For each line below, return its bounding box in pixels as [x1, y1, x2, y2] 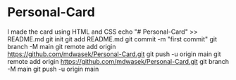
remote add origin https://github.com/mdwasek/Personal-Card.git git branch [7, 57, 230, 65]
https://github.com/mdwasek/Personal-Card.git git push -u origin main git [7, 50, 221, 58]
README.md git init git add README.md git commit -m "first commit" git [7, 34, 217, 43]
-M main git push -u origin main [7, 65, 99, 73]
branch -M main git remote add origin [7, 42, 116, 51]
